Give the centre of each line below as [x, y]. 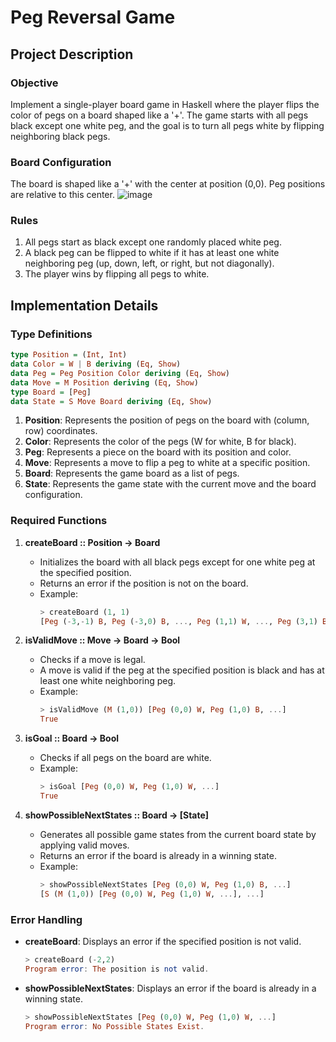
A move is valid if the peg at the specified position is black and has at [182, 670]
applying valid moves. [84, 845]
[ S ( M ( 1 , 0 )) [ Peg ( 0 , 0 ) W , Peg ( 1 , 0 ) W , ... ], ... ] [152, 894]
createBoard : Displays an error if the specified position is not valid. [163, 941]
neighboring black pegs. [60, 136]
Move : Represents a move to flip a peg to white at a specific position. [167, 463]
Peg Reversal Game [93, 17]
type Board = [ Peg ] [51, 392]
